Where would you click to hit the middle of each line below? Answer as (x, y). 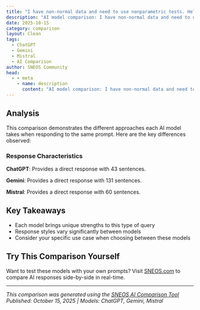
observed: (19, 140)
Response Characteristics (45, 156)
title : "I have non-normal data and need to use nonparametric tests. (96, 12)
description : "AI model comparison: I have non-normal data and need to (98, 17)
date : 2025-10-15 (28, 23)
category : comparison (33, 28)
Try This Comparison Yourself (63, 257)
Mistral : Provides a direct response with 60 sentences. (74, 192)
